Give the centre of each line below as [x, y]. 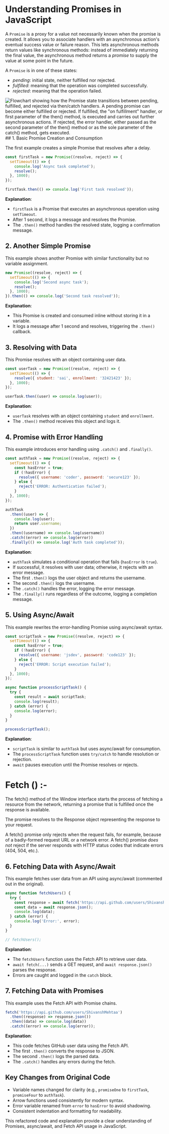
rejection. [22, 760]
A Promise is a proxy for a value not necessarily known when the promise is [83, 34]
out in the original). [25, 884]
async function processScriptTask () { [46, 688]
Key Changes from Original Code [58, 1077]
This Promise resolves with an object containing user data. [66, 359]
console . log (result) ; [37, 701]
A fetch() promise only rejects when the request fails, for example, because [83, 835]
